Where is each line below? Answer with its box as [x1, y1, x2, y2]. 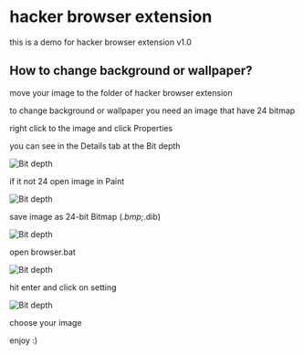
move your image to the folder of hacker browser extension [9, 87, 233, 98]
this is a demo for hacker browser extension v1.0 [9, 37, 192, 47]
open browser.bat [9, 246, 76, 257]
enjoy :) [9, 335, 38, 346]
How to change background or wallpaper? [9, 63, 253, 78]
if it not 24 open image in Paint [9, 175, 125, 186]
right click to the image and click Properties [9, 122, 173, 133]
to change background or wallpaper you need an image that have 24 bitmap [9, 105, 296, 116]
